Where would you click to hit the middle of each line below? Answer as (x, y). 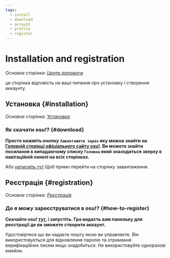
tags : (11, 10)
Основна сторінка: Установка (38, 116)
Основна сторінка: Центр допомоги (44, 73)
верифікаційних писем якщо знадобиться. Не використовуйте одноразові (86, 245)
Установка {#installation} (47, 104)
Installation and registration (65, 59)
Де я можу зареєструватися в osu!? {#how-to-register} (77, 208)
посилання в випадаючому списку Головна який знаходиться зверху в (83, 152)
